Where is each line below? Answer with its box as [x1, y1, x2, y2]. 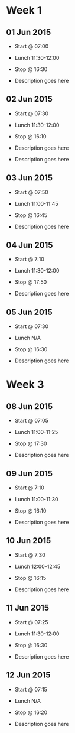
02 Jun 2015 [6, 94, 53, 104]
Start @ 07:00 [14, 43, 49, 50]
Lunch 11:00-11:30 [14, 496, 58, 503]
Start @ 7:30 [14, 551, 45, 559]
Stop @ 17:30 [14, 440, 47, 447]
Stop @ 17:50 [14, 278, 47, 286]
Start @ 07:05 [14, 417, 48, 424]
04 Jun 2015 [6, 240, 53, 250]
